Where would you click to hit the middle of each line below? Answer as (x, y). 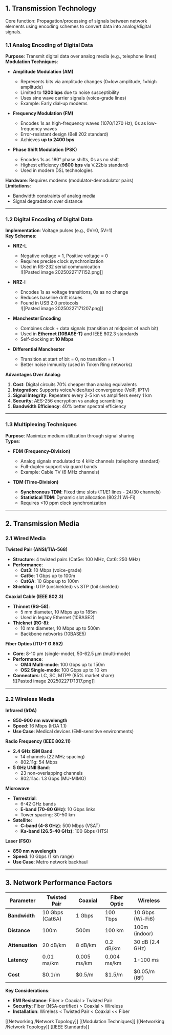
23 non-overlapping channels (51, 773)
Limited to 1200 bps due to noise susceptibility (70, 92)
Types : (13, 441)
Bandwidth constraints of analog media (54, 196)
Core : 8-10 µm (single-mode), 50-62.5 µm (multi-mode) (71, 654)
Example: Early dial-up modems (54, 103)
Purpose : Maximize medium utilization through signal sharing (70, 435)
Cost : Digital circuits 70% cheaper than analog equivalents (75, 385)
